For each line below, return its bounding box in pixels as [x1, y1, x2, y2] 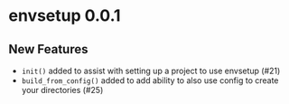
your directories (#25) [21, 85, 104, 95]
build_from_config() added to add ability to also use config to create [21, 75, 279, 86]
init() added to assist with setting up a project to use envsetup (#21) [21, 65, 281, 76]
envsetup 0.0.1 [8, 5, 121, 26]
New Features [8, 42, 89, 57]
